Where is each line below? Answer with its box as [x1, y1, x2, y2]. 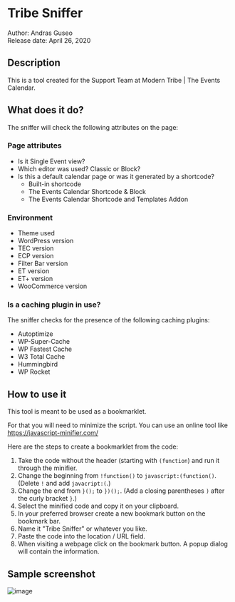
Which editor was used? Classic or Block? [17, 164, 141, 173]
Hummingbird [17, 360, 58, 369]
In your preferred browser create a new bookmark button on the [17, 509, 206, 518]
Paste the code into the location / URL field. [17, 532, 146, 541]
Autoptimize [17, 330, 53, 338]
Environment [7, 213, 53, 223]
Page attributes [7, 141, 62, 150]
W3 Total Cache [17, 352, 66, 361]
